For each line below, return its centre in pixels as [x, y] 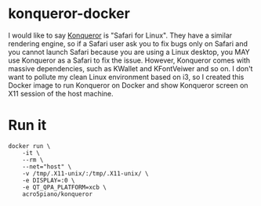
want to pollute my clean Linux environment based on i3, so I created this [126, 77]
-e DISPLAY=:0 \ [49, 180]
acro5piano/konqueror [57, 194]
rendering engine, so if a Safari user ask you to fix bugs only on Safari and [128, 43]
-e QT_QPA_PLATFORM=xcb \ [65, 187]
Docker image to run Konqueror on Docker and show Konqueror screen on [128, 85]
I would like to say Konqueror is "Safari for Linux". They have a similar [120, 35]
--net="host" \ [47, 166]
